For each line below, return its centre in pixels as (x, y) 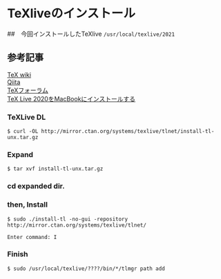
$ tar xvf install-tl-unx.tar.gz (55, 169)
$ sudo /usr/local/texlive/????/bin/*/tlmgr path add (86, 269)
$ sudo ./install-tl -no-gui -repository (68, 219)
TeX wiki (19, 74)
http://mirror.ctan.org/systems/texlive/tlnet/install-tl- (128, 132)
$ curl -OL (23, 132)
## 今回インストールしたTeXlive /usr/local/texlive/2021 (91, 34)
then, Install (28, 205)
